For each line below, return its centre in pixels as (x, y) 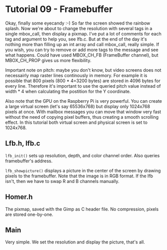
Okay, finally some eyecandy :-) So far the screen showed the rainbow (78, 23)
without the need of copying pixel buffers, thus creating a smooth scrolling (82, 117)
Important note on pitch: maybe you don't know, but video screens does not (83, 70)
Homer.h (19, 197)
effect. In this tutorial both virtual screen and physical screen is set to (76, 122)
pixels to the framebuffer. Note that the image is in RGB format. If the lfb (79, 176)
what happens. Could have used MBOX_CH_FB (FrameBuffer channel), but (82, 55)
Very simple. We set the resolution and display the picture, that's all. (75, 242)
